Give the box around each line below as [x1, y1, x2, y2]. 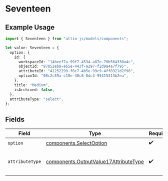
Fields [5, 115, 25, 123]
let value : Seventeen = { [5, 45, 59, 50]
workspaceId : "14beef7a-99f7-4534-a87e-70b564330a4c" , [18, 59, 135, 64]
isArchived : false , [14, 87, 55, 92]
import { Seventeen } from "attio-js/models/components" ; [5, 36, 128, 41]
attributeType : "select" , [9, 96, 64, 102]
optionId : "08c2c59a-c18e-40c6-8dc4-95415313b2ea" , [18, 73, 128, 78]
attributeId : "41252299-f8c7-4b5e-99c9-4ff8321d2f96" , [18, 69, 135, 74]
